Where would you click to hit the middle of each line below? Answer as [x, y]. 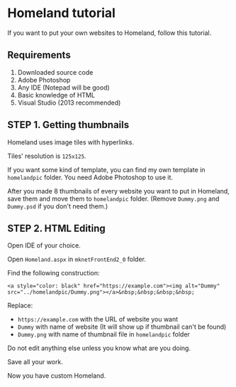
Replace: [20, 306]
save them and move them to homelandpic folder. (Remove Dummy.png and [113, 198]
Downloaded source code [55, 72]
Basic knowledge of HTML [56, 95]
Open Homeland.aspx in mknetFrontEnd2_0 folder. [77, 259]
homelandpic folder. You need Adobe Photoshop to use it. [90, 177]
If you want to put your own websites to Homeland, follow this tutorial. [109, 33]
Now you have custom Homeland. [57, 376]
